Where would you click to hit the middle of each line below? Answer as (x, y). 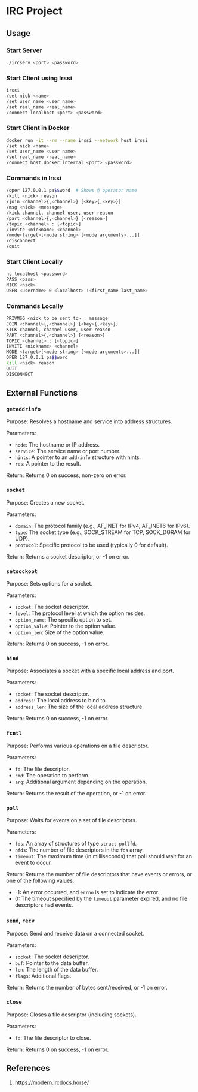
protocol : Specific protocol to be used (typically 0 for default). (91, 545)
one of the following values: (40, 880)
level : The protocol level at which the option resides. (80, 613)
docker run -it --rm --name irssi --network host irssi (77, 140)
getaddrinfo (24, 409)
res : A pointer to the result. (48, 464)
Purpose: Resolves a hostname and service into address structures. (89, 421)
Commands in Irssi (34, 178)
